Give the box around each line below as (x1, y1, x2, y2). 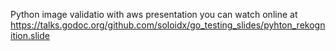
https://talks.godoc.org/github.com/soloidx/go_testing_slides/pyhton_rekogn (10, 19, 326, 31)
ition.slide (10, 30, 50, 41)
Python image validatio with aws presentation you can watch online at (10, 9, 298, 20)
